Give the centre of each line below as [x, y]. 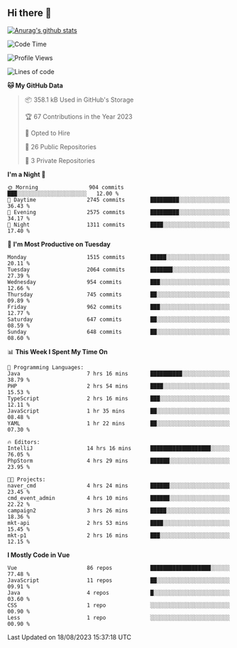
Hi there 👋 [29, 13]
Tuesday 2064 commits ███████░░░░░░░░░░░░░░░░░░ [119, 270]
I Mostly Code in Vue [39, 555]
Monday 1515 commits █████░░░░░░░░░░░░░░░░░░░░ [119, 257]
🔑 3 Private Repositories [60, 160]
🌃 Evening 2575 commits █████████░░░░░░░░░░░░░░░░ [119, 212]
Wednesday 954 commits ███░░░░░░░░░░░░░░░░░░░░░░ [119, 282]
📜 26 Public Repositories [61, 147]
